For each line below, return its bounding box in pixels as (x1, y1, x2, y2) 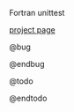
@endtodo (9, 93, 48, 103)
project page (9, 25, 55, 34)
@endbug (9, 59, 45, 69)
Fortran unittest (9, 8, 65, 18)
